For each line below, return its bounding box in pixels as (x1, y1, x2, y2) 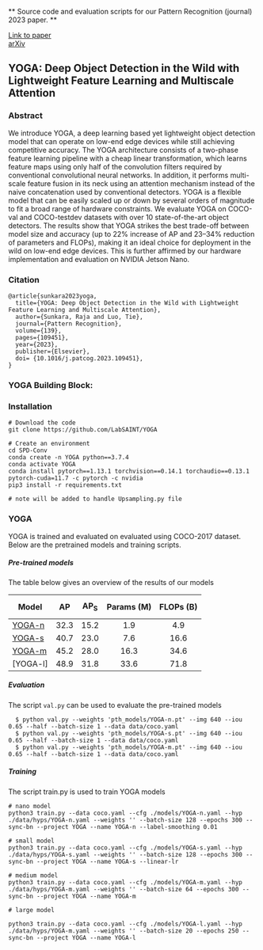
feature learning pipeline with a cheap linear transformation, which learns (8, 154, 247, 163)
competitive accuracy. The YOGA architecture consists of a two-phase (8, 145, 239, 154)
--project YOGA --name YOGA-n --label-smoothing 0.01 (36, 823, 218, 830)
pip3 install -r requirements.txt (8, 481, 123, 489)
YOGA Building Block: (8, 379, 93, 390)
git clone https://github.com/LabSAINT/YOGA (8, 426, 158, 434)
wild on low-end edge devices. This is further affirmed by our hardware (8, 245, 242, 256)
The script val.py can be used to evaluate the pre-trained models (8, 700, 222, 709)
